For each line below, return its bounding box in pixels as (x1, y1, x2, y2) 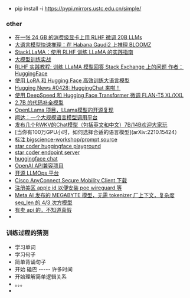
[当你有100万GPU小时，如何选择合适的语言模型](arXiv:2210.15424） (14, 129, 180, 136)
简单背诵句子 (14, 258, 46, 265)
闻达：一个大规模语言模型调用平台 (14, 114, 98, 121)
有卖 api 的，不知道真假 (14, 207, 72, 214)
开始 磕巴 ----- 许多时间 (14, 266, 73, 273)
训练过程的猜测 (6, 229, 49, 237)
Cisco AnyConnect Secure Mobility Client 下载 (14, 177, 127, 184)
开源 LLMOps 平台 (14, 169, 59, 176)
